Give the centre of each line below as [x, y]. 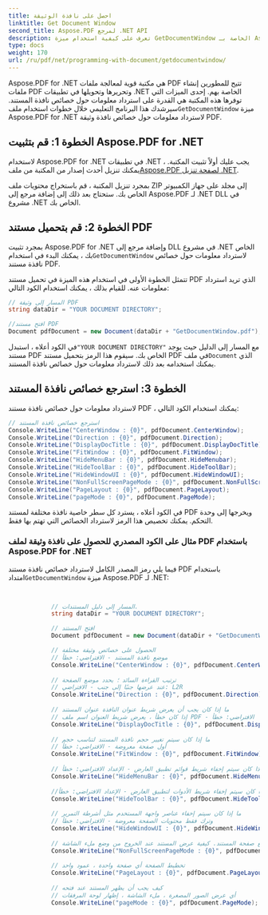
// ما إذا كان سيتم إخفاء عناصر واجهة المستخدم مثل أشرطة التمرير [146, 814]
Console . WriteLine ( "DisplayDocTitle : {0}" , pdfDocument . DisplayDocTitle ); [137, 445]
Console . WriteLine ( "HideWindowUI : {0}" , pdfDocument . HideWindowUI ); [126, 475]
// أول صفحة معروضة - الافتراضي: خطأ [108, 747]
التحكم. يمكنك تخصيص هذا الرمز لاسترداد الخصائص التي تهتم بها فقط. [111, 521]
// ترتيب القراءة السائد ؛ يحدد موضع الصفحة [114, 680]
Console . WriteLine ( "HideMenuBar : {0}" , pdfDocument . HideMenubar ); [123, 460]
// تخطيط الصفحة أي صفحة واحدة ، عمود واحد [118, 865]
